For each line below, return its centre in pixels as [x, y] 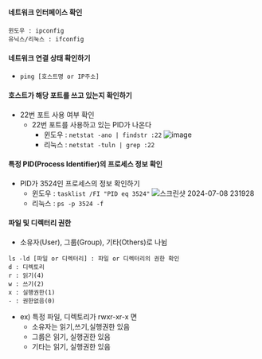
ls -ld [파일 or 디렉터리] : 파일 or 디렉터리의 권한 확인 [94, 259]
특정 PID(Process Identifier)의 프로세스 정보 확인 [86, 164]
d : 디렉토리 [27, 267]
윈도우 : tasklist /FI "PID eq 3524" [91, 193]
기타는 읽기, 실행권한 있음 [71, 347]
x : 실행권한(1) [32, 293]
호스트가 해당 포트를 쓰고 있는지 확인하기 [70, 95]
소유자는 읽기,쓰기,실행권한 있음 [80, 327]
